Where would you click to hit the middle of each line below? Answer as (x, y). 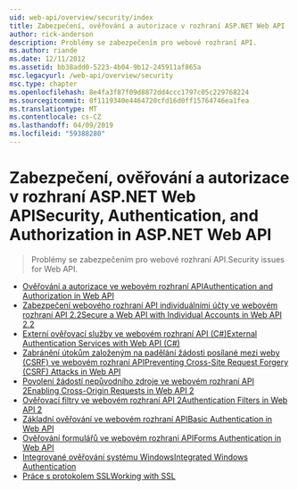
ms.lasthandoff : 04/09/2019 (62, 126)
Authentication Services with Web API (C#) (101, 343)
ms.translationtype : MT (54, 109)
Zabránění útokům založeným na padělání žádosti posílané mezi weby (151, 353)
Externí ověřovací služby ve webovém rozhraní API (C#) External (139, 333)
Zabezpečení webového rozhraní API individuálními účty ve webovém (150, 305)
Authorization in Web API (68, 295)
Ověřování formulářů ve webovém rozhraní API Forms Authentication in (152, 437)
